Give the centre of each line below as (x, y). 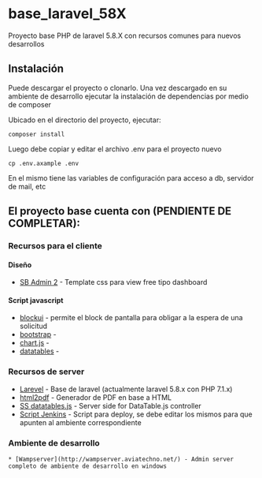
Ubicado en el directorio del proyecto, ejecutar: (85, 120)
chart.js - (34, 343)
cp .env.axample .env (44, 163)
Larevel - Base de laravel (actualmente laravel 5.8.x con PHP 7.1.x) (126, 389)
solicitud (33, 326)
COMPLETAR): (44, 224)
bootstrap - (38, 334)
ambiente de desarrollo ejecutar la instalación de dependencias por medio (129, 96)
